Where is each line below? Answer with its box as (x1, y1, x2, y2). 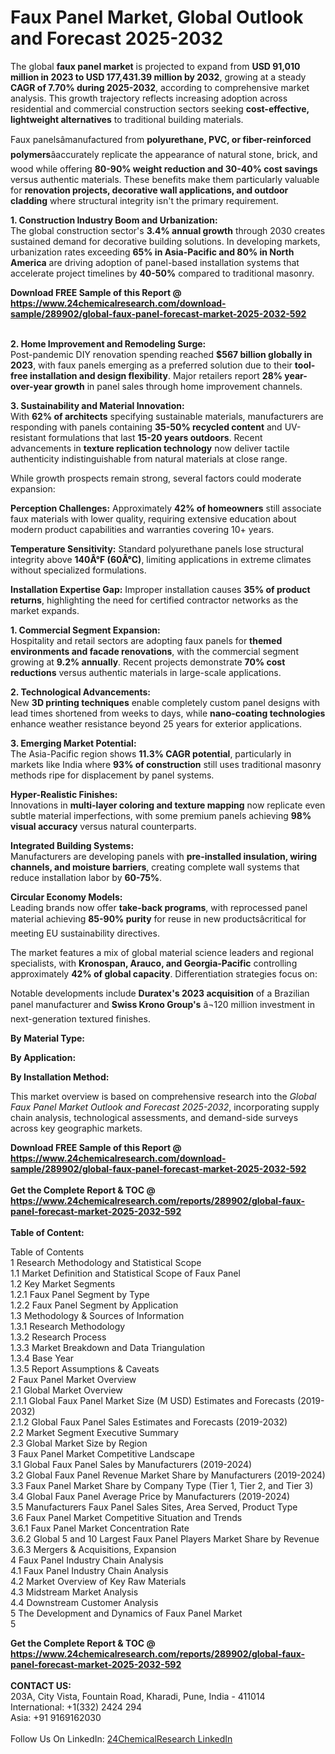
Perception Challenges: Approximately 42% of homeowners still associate (10, 502, 322, 514)
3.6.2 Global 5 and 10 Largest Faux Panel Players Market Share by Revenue (10, 1532, 320, 1545)
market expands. (10, 604, 80, 616)
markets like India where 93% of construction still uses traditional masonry (10, 758, 322, 770)
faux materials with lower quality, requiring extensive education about (10, 512, 297, 525)
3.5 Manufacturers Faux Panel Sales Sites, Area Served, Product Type (10, 1501, 298, 1513)
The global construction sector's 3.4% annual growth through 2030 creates (10, 224, 326, 236)
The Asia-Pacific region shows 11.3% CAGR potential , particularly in (10, 747, 292, 760)
